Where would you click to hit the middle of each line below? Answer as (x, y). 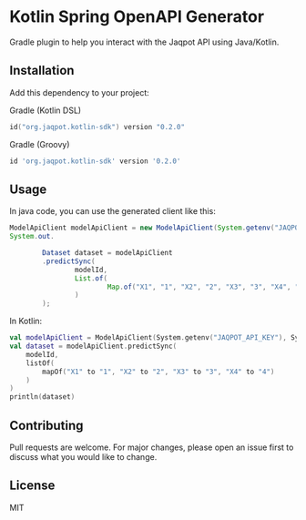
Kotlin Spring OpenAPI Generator (137, 17)
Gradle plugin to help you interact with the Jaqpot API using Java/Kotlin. (144, 42)
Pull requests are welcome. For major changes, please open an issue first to (152, 447)
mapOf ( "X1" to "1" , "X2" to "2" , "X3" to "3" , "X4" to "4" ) (158, 372)
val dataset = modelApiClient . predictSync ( (93, 347)
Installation (42, 71)
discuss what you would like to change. (83, 457)
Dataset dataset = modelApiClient (107, 253)
